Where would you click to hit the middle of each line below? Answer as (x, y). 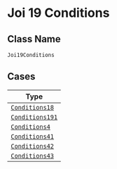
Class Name (34, 39)
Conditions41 (33, 136)
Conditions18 (33, 107)
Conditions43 (33, 156)
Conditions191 (34, 117)
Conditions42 (33, 146)
